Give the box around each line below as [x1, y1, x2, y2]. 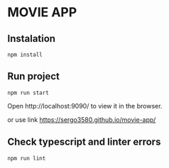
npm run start [7, 89, 50, 96]
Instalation [7, 33, 55, 45]
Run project [7, 70, 60, 82]
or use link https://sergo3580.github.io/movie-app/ [7, 115, 156, 124]
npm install [7, 51, 43, 58]
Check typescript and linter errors [7, 136, 161, 148]
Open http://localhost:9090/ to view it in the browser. [7, 101, 163, 110]
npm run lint [7, 155, 46, 162]
